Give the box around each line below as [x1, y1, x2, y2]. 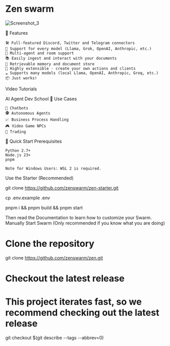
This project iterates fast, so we [5, 296, 142, 308]
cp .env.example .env [5, 195, 50, 201]
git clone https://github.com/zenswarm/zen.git [5, 255, 103, 261]
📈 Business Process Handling [5, 117, 69, 122]
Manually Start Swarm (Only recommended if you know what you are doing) [5, 220, 165, 226]
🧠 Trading [5, 129, 27, 134]
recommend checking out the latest [5, 307, 160, 318]
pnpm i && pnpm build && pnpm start [5, 204, 83, 211]
